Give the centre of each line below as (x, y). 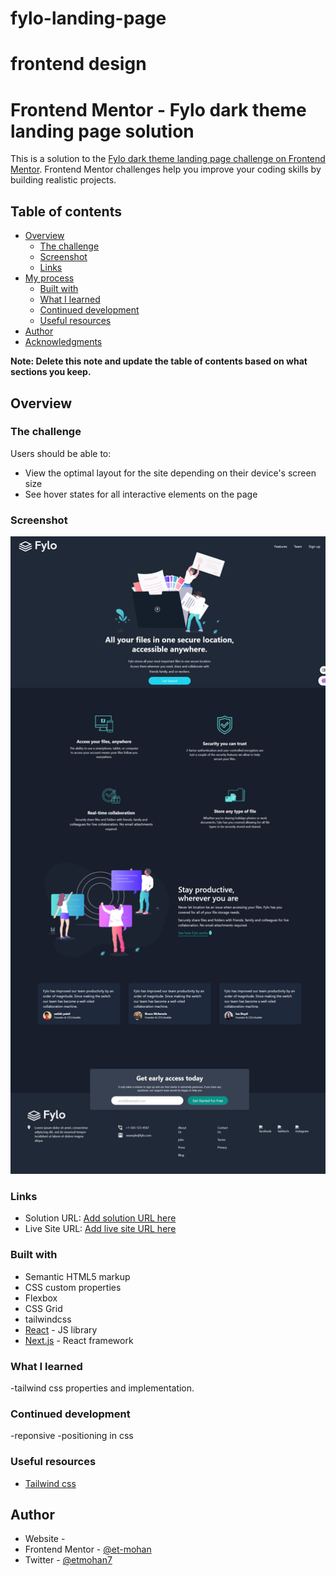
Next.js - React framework (79, 1340)
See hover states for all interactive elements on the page (141, 494)
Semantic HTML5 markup (77, 1276)
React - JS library (61, 1329)
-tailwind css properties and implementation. (102, 1388)
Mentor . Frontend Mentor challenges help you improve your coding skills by (166, 169)
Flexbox (41, 1298)
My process (49, 278)
